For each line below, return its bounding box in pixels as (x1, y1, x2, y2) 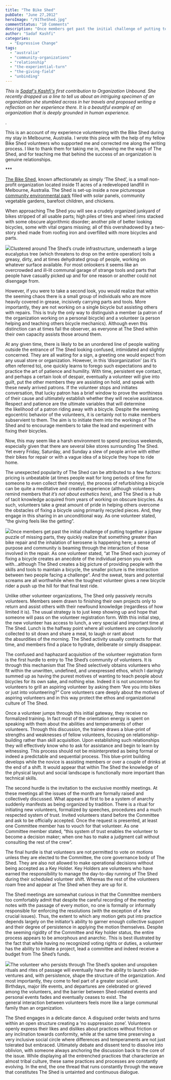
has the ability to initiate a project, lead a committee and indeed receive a (5, 945, 159, 951)
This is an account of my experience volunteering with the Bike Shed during (5, 129, 164, 135)
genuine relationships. (5, 156, 52, 162)
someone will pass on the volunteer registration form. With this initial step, (5, 614, 161, 620)
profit (5, 182, 17, 188)
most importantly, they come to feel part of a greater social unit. (5, 977, 139, 984)
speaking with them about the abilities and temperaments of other (5, 720, 144, 727)
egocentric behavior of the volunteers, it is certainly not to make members (5, 411, 161, 417)
